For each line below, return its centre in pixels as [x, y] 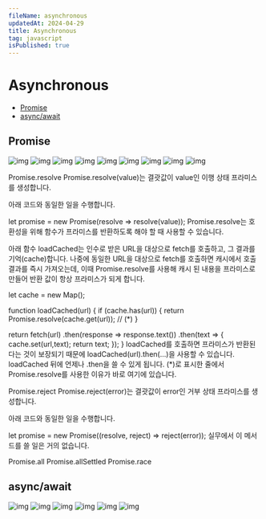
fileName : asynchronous [48, 16]
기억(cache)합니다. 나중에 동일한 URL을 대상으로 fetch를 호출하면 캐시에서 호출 [132, 259]
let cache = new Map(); [47, 295]
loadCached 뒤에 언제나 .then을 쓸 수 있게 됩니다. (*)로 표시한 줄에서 [117, 364]
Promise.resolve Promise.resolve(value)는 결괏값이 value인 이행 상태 [119, 177]
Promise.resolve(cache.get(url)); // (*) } [73, 319]
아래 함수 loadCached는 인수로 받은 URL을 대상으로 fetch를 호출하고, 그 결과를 [132, 248]
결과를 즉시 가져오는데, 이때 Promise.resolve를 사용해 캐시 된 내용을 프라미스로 [132, 268]
